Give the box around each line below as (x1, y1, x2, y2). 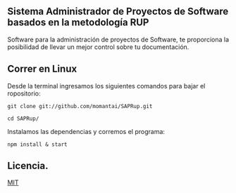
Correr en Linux (7, 63, 77, 75)
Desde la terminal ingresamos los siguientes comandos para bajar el (7, 81, 206, 90)
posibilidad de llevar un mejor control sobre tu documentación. (7, 42, 190, 51)
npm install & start (7, 140, 68, 148)
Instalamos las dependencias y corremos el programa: (7, 127, 166, 135)
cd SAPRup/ (7, 115, 39, 122)
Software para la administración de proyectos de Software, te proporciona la (7, 35, 230, 44)
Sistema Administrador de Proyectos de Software (7, 6, 229, 18)
